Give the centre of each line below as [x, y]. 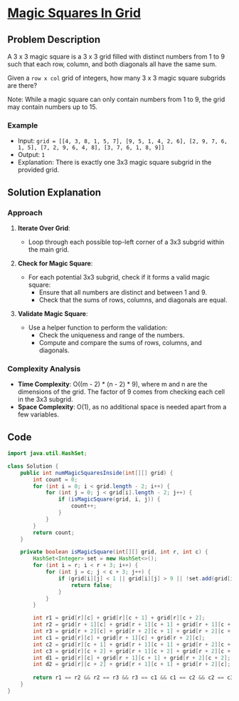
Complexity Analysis [44, 369]
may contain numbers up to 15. [52, 107]
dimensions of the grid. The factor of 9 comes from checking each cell [121, 392]
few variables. [38, 414]
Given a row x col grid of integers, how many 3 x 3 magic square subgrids [117, 78]
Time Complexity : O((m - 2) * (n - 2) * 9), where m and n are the [112, 384]
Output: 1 [31, 155]
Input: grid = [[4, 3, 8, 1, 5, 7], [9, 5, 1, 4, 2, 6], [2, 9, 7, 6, [122, 141]
